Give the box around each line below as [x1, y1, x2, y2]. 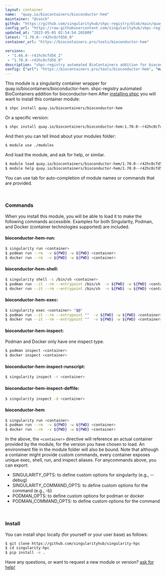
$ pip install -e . [5, 550, 45, 555]
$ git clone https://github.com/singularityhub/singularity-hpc [5, 541, 140, 546]
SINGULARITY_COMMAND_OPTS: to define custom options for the [12, 482, 148, 488]
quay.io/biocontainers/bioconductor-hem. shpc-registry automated [5, 86, 142, 92]
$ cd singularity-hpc [5, 545, 50, 551]
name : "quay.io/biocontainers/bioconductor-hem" [5, 12, 110, 17]
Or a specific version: [5, 115, 49, 120]
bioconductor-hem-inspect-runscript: [5, 363, 85, 369]
